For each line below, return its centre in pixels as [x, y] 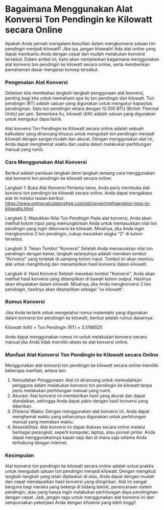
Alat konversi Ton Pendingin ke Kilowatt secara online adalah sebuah [74, 129]
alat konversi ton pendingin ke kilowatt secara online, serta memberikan [78, 64]
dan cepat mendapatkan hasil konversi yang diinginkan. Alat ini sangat [76, 482]
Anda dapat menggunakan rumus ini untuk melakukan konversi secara [76, 337]
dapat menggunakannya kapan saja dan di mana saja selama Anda [79, 437]
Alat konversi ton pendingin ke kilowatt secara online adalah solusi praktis [80, 466]
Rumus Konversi [25, 302]
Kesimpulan [20, 456]
